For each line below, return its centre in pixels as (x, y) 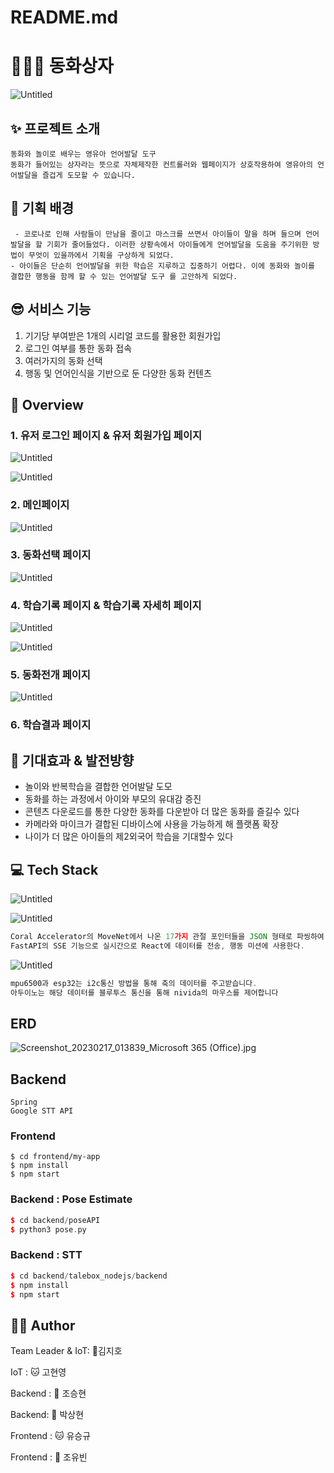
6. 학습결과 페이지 (51, 725)
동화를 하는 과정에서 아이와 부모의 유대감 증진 (113, 799)
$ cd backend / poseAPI (55, 1220)
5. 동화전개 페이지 (50, 675)
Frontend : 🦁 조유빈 (49, 1457)
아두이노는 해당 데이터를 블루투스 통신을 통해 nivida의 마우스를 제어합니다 (144, 992)
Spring (24, 1102)
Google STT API (42, 1111)
